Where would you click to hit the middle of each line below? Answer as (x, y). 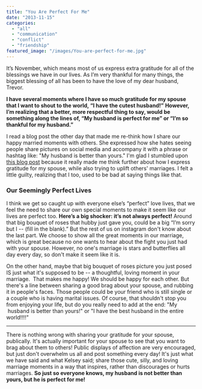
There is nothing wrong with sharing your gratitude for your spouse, (90, 335)
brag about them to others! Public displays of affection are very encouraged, (101, 347)
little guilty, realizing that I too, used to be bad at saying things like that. (94, 175)
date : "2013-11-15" (31, 17)
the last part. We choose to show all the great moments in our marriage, (95, 235)
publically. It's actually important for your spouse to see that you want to (96, 341)
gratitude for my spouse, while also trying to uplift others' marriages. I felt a (100, 168)
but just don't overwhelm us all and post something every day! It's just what (100, 354)
